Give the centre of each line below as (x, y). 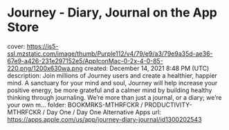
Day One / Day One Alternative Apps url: (103, 112)
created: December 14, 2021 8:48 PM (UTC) (147, 68)
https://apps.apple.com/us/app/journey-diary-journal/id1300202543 (104, 119)
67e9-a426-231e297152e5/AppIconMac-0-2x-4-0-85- (85, 61)
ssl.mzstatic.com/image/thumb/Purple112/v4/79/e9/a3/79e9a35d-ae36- (110, 54)
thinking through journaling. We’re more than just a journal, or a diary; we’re (114, 97)
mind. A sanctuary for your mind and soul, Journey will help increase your (112, 83)
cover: (16, 46)
